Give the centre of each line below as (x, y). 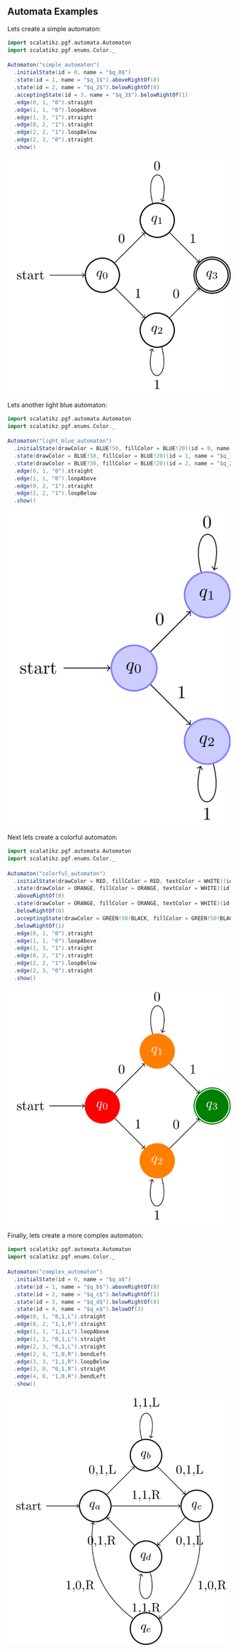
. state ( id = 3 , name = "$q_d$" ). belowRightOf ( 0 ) (87, 1302)
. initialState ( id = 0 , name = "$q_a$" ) (73, 1279)
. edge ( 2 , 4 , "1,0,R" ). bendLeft (60, 1354)
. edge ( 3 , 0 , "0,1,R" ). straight (60, 1369)
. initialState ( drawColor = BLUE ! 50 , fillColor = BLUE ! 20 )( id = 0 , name (122, 449)
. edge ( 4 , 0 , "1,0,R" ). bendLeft (60, 1377)
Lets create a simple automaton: (54, 28)
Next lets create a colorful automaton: (63, 837)
